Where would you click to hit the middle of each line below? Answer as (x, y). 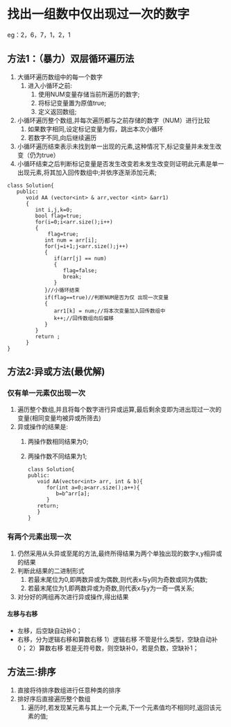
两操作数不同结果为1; (57, 456)
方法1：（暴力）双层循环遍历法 (71, 59)
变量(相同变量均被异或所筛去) (59, 418)
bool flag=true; (58, 216)
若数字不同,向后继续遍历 (62, 137)
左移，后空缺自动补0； (50, 630)
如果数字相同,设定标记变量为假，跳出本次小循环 (95, 128)
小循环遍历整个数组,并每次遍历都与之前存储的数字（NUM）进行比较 (113, 120)
